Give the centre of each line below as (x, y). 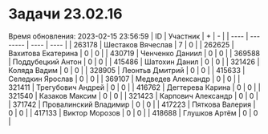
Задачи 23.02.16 (65, 14)
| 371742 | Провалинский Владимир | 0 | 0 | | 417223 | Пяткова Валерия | (132, 104)
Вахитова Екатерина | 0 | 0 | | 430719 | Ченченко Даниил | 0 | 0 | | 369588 (134, 53)
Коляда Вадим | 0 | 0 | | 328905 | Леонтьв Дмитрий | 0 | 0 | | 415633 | (127, 70)
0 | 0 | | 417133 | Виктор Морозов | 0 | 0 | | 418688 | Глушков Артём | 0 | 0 (133, 112)
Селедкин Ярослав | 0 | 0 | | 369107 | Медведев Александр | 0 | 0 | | (124, 79)
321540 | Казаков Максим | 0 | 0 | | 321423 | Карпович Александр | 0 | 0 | (134, 95)
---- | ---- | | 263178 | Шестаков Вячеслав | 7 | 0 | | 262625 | (132, 44)
